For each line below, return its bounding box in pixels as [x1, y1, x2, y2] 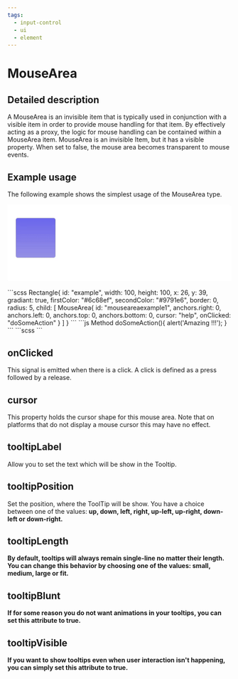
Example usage [7, 171, 77, 183]
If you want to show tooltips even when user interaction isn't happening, [7, 656, 226, 665]
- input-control [13, 19, 62, 26]
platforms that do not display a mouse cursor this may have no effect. [7, 421, 211, 429]
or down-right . [18, 515, 63, 523]
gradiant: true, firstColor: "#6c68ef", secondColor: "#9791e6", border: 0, [7, 296, 219, 305]
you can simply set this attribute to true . [7, 663, 129, 672]
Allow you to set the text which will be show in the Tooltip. [7, 460, 177, 468]
